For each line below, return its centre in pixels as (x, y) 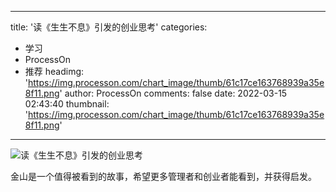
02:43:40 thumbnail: (67, 104)
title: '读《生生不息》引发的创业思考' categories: (109, 27)
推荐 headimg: (54, 71)
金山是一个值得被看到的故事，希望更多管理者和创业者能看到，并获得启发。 (163, 176)
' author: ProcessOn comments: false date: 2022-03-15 (173, 93)
